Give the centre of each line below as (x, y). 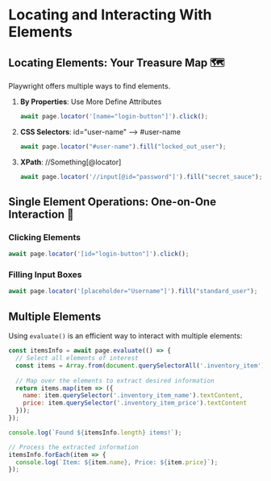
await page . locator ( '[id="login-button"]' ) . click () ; (99, 254)
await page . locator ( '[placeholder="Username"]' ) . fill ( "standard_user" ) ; (133, 292)
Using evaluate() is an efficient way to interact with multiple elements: (125, 336)
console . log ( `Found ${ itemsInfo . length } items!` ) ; (95, 433)
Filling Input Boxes (45, 275)
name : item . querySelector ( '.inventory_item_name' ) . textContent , (133, 396)
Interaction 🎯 (41, 215)
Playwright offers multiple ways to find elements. (90, 86)
